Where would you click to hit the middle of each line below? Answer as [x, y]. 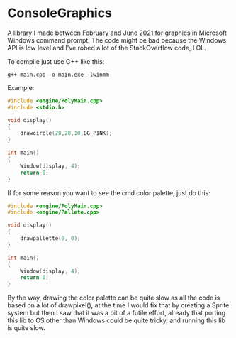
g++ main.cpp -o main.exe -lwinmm [58, 75]
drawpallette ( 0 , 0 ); [50, 239]
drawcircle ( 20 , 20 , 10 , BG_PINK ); [66, 133]
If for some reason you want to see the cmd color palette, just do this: [109, 192]
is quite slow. [26, 328]
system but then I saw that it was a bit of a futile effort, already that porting [117, 313]
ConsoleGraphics [60, 13]
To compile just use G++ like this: [56, 61]
